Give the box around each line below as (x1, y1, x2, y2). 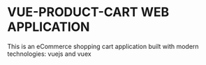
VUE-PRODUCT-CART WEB (7, 4, 170, 20)
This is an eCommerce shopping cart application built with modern (7, 42, 199, 50)
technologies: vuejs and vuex (7, 50, 92, 58)
